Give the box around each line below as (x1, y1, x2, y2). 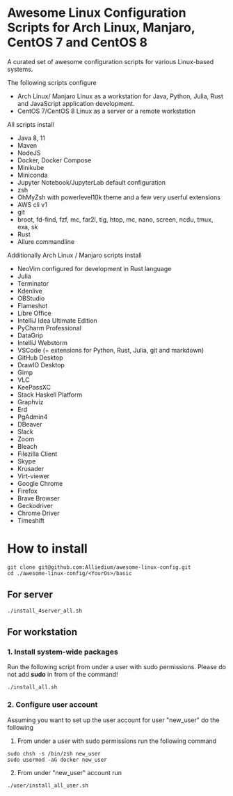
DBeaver (17, 420, 43, 428)
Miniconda (17, 171, 48, 179)
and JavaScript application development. (17, 99, 135, 107)
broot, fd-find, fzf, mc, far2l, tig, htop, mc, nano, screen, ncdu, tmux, (17, 215, 214, 224)
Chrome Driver (17, 509, 61, 517)
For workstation (7, 626, 78, 638)
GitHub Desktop (17, 353, 64, 362)
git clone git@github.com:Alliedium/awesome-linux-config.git (7, 563, 191, 571)
